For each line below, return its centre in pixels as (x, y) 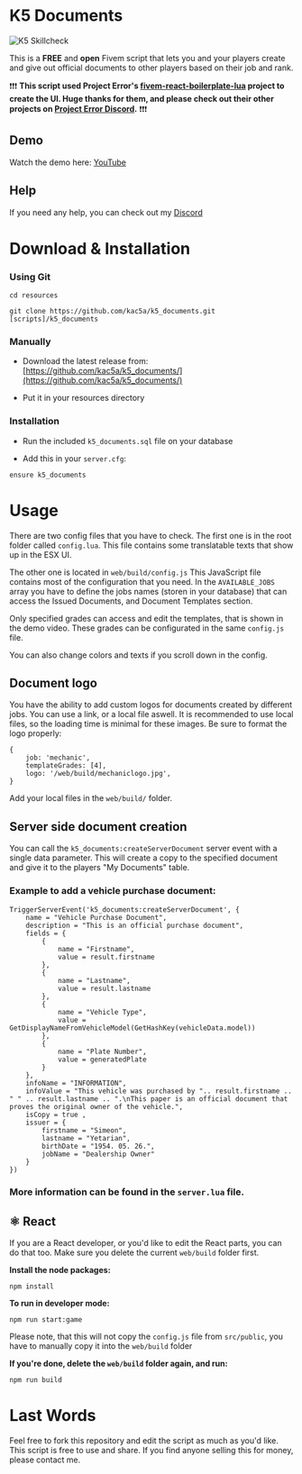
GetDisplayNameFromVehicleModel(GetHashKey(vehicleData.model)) (133, 1028)
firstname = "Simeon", (84, 1130)
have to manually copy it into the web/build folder (101, 1346)
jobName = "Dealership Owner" (98, 1154)
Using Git (30, 277)
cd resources (34, 296)
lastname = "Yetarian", (86, 1138)
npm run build (36, 1380)
